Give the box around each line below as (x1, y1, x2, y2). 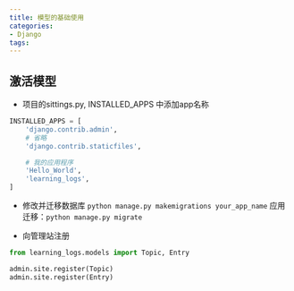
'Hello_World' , (25, 167, 82, 175)
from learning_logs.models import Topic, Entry (9, 248, 190, 258)
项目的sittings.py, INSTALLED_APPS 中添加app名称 (21, 99, 210, 110)
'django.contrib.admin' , (25, 124, 118, 134)
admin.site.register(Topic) (9, 264, 114, 273)
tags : (9, 38, 29, 47)
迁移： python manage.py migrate (21, 211, 143, 222)
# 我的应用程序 (25, 158, 74, 167)
